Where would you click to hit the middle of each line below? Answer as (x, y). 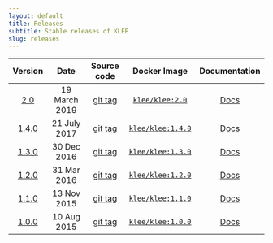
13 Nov (66, 193)
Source (105, 66)
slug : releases (34, 39)
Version (28, 72)
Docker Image (160, 72)
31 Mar (66, 170)
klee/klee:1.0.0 (160, 222)
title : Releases (36, 24)
